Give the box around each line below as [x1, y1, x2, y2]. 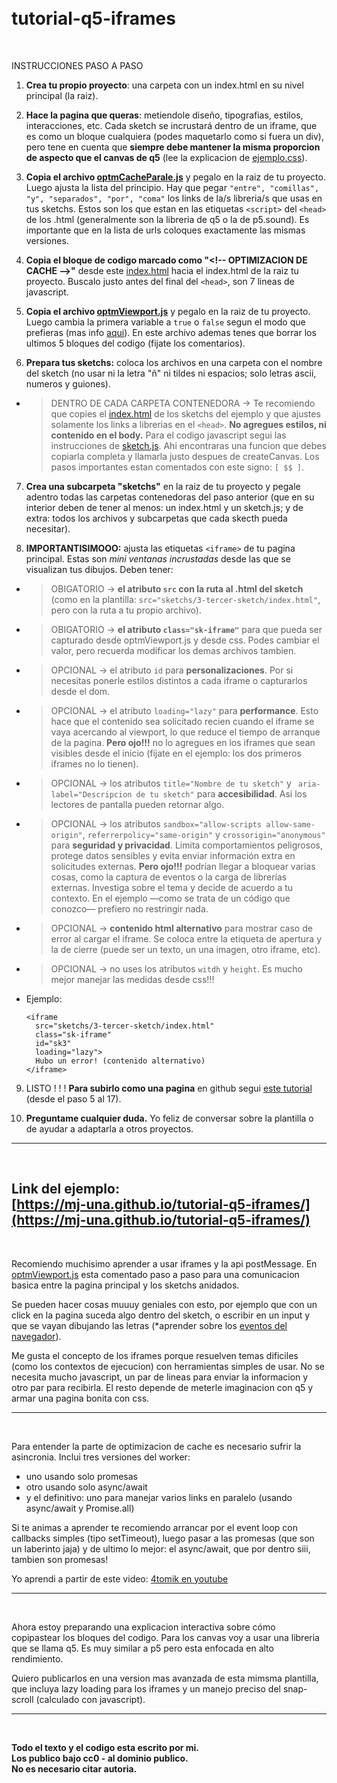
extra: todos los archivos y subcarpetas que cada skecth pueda [25, 512, 288, 524]
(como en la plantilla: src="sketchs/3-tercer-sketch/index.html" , [50, 593, 321, 605]
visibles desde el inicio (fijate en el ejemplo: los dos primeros [50, 747, 302, 759]
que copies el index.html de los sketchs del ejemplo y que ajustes [50, 407, 321, 420]
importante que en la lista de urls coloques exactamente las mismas [25, 224, 306, 236]
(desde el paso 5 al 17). [25, 1092, 122, 1105]
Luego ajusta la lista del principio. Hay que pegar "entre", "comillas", [25, 181, 320, 193]
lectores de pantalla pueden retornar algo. [50, 798, 225, 810]
